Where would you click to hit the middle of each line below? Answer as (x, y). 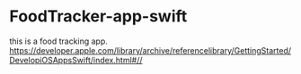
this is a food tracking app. (58, 41)
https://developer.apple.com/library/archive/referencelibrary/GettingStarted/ (150, 50)
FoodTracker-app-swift (98, 16)
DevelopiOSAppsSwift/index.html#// (76, 60)
